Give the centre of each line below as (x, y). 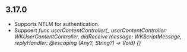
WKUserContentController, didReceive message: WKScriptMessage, (98, 36)
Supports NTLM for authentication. (57, 24)
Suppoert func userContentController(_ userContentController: (91, 30)
